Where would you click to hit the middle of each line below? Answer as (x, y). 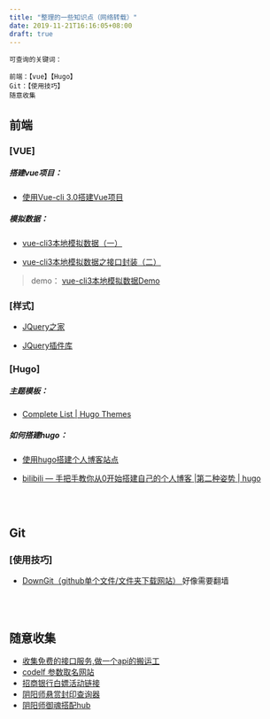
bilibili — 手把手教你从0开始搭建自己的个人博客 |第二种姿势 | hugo (141, 478)
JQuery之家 (43, 326)
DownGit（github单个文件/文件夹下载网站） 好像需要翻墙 (125, 581)
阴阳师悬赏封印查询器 (61, 694)
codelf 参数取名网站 (58, 672)
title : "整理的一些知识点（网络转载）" (73, 17)
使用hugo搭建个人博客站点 (70, 459)
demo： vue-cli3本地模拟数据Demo (96, 281)
